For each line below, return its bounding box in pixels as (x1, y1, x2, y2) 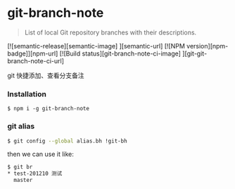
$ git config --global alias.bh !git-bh (7, 137, 128, 145)
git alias (7, 122, 35, 131)
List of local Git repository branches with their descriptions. (24, 28, 197, 37)
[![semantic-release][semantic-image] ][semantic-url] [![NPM (7, 41, 185, 50)
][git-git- (182, 49, 208, 58)
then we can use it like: (7, 150, 74, 159)
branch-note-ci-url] (7, 56, 65, 65)
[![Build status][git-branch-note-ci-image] (59, 49, 182, 58)
